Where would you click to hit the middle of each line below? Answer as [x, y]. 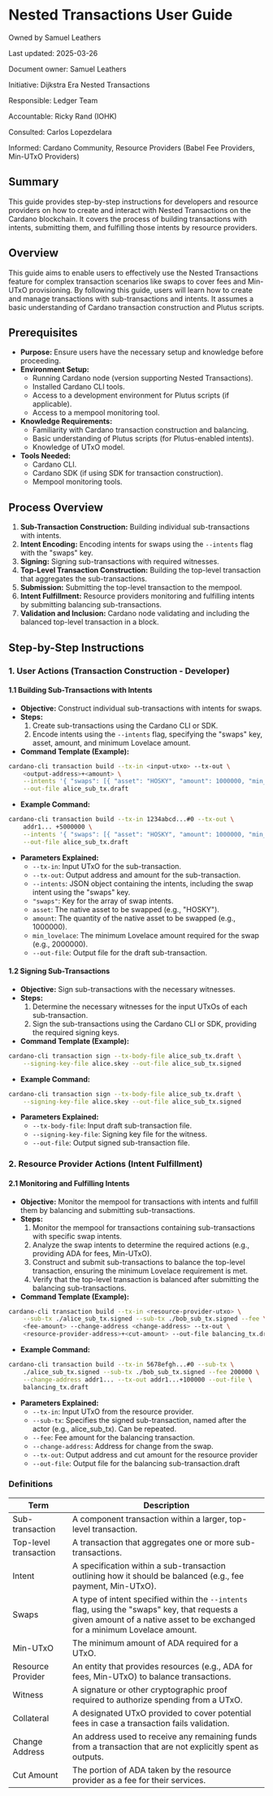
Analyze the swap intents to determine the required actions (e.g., [141, 1245]
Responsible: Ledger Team [53, 100]
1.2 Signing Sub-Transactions [59, 971]
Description [167, 1505]
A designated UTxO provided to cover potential [162, 1713]
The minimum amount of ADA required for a [155, 1642]
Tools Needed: [45, 456]
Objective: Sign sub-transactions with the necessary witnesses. [128, 989]
